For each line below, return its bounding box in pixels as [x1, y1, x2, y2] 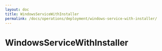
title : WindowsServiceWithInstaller [5, 12, 79, 17]
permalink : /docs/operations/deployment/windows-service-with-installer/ [5, 16, 158, 21]
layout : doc [5, 7, 29, 12]
